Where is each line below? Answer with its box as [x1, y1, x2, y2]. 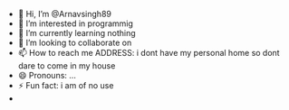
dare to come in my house [17, 60, 116, 71]
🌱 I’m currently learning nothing [17, 28, 136, 38]
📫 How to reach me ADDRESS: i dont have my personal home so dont [17, 48, 280, 58]
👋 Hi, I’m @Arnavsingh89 [17, 9, 111, 19]
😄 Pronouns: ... [17, 70, 77, 80]
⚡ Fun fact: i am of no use [17, 80, 114, 90]
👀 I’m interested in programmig [17, 18, 134, 29]
